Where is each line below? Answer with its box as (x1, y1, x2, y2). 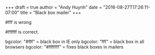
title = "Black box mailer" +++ (20, 9, 81, 15)
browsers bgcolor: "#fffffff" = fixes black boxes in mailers (5, 44, 123, 49)
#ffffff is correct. (5, 29, 39, 34)
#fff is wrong (5, 19, 31, 25)
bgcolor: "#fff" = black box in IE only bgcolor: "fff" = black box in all (5, 38, 144, 44)
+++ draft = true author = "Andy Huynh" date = (5, 4, 102, 10)
